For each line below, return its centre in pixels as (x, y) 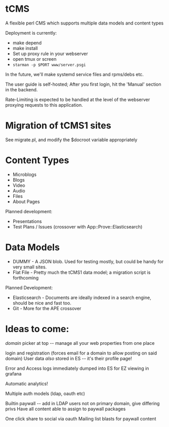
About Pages (26, 202)
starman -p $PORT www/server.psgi (49, 65)
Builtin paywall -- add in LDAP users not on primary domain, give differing (82, 403)
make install (25, 48)
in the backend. (22, 89)
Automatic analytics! (27, 384)
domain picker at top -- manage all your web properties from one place (80, 343)
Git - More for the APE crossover (47, 308)
